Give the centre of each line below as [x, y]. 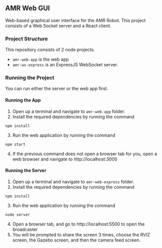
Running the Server [26, 171]
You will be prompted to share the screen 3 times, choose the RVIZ [81, 234]
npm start [15, 144]
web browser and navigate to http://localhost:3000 [65, 159]
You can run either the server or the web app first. [57, 89]
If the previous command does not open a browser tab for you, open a [85, 154]
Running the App [23, 100]
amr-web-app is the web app [40, 59]
